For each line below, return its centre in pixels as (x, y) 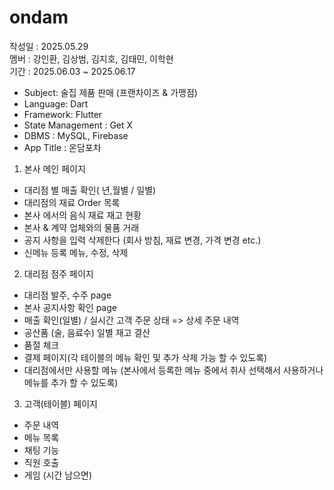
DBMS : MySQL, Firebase (76, 135)
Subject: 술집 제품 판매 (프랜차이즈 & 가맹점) (110, 92)
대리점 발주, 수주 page (67, 295)
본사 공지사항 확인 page (70, 307)
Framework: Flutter (63, 114)
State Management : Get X (78, 125)
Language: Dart (56, 103)
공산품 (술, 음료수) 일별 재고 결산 (87, 332)
